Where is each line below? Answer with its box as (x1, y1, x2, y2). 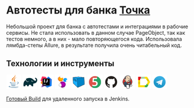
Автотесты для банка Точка (6, 4, 151, 17)
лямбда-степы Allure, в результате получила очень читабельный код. (6, 42, 182, 49)
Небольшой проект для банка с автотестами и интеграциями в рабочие (6, 23, 189, 30)
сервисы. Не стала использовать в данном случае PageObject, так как (6, 29, 185, 36)
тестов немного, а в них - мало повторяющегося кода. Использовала (6, 35, 182, 42)
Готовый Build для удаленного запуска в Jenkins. (6, 95, 130, 102)
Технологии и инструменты (6, 59, 115, 69)
